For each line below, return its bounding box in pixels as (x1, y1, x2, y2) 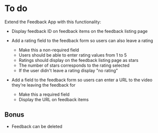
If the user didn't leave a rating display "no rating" (18, 67, 118, 73)
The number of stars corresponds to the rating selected (18, 62, 130, 68)
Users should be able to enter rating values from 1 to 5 (18, 52, 127, 58)
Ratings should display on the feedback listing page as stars (18, 57, 139, 63)
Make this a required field (18, 91, 70, 97)
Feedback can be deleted (11, 123, 62, 129)
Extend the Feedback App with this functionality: (4, 19, 101, 25)
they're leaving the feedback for (11, 82, 76, 88)
